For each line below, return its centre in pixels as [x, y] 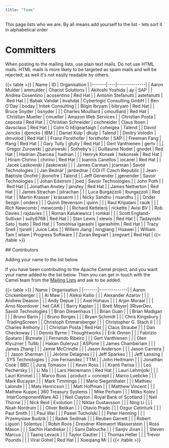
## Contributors [22, 250]
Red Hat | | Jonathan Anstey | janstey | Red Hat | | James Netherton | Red [82, 186]
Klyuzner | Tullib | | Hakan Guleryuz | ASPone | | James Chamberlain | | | [80, 343]
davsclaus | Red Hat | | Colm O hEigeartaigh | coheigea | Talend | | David [81, 127]
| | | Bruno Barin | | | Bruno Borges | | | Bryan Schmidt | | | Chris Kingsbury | [83, 316]
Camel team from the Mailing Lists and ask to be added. [63, 280]
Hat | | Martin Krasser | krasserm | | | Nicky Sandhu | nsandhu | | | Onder [80, 197]
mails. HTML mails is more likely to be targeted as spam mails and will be [81, 69]
